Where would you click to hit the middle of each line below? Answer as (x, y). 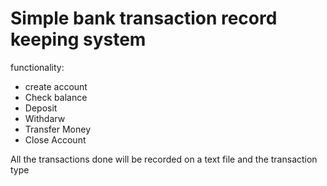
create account (56, 86)
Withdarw (45, 118)
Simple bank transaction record (144, 18)
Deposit (41, 108)
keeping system (78, 39)
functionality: (37, 67)
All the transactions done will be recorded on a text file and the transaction (164, 159)
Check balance (56, 97)
